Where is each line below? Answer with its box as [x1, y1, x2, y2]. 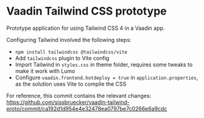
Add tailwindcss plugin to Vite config [15, 54, 110, 61]
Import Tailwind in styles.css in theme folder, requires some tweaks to [15, 61, 193, 68]
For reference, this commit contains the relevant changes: [6, 92, 152, 99]
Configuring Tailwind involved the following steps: [6, 36, 132, 43]
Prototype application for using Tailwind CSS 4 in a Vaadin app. [6, 24, 165, 32]
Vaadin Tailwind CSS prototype [6, 4, 167, 18]
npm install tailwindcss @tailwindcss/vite [15, 49, 128, 55]
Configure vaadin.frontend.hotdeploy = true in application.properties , [15, 74, 199, 81]
